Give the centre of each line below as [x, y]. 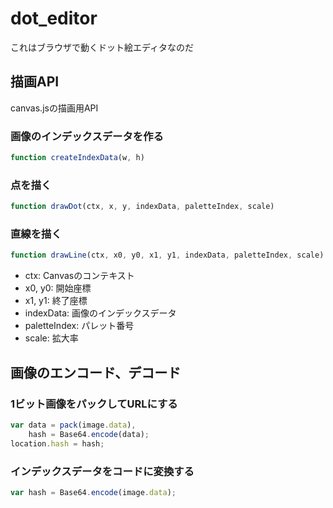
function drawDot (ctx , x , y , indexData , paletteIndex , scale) [142, 207]
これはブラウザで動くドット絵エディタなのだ [102, 47]
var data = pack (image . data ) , [73, 425]
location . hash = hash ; [57, 443]
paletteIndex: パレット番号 [79, 326]
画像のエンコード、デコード [96, 372]
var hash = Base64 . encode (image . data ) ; [93, 492]
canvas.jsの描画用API [54, 108]
